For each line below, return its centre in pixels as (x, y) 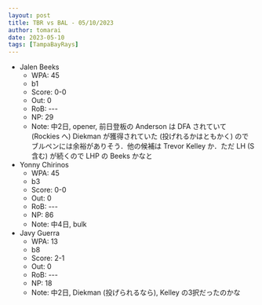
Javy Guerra (40, 233)
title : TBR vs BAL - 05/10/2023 (61, 23)
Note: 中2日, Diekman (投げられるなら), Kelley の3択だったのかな (136, 292)
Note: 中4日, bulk (59, 224)
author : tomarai (35, 30)
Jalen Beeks (39, 67)
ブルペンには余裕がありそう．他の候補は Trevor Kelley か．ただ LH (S (143, 146)
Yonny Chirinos (44, 165)
